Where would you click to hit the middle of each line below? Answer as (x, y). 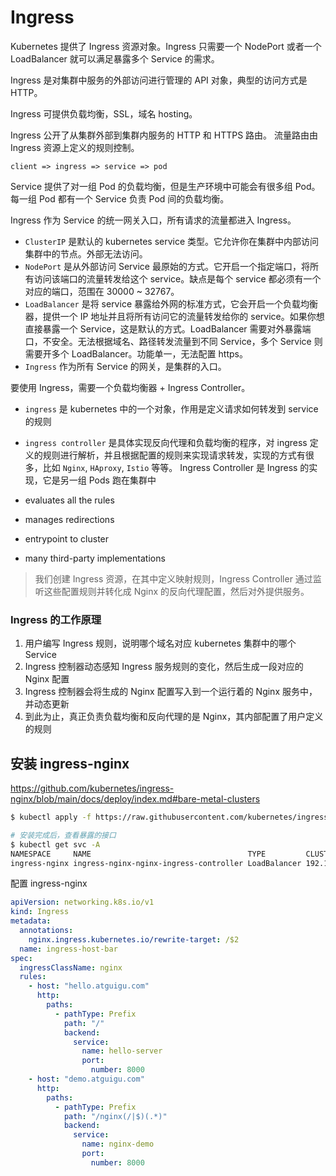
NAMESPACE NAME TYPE (138, 854)
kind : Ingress (40, 912)
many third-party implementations (95, 558)
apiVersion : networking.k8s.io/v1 (82, 902)
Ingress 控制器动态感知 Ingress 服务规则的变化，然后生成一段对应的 (164, 667)
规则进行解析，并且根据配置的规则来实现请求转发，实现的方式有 (174, 455)
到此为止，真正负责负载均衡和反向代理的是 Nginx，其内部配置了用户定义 (174, 717)
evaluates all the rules (69, 500)
